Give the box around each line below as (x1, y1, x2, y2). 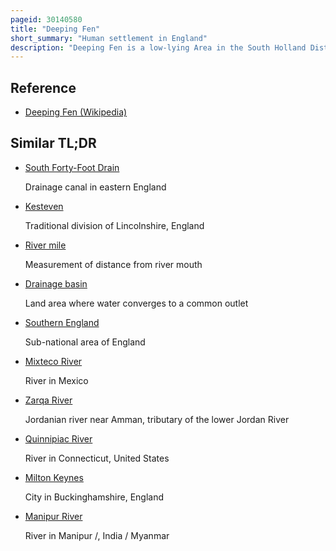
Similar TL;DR (10, 135, 97, 152)
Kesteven (24, 200, 64, 212)
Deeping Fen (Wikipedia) (24, 106, 128, 118)
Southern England (24, 316, 100, 328)
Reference (10, 79, 77, 96)
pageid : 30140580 (10, 14, 83, 25)
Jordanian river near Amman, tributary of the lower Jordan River (24, 413, 290, 425)
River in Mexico (24, 374, 89, 386)
